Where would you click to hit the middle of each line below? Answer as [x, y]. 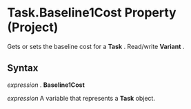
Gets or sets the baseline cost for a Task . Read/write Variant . [96, 46]
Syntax [23, 68]
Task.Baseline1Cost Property [92, 13]
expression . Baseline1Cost [46, 85]
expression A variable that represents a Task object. [81, 98]
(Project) [33, 27]
